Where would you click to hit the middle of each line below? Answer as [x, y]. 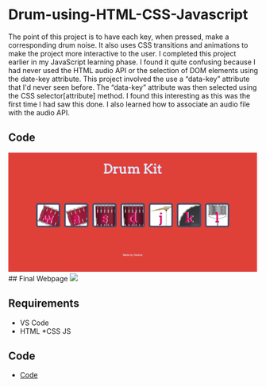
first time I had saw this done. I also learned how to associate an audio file [129, 104]
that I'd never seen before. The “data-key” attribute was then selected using [133, 87]
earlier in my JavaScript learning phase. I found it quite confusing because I [132, 62]
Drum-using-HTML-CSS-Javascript [128, 15]
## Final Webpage [38, 278]
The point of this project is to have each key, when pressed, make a [119, 37]
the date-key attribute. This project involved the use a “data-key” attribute [129, 79]
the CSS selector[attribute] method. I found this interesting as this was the [129, 95]
